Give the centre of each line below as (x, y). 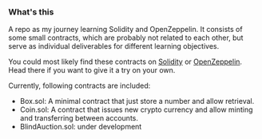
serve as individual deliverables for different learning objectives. (114, 46)
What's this (31, 12)
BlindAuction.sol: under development (81, 127)
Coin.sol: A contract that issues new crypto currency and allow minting (136, 109)
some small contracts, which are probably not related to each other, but (126, 38)
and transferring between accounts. (79, 118)
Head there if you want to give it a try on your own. (92, 70)
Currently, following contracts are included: (79, 85)
